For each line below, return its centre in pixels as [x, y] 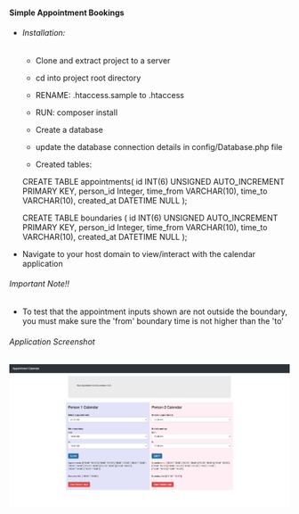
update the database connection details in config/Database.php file [159, 146]
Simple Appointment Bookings [67, 12]
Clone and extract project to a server [103, 60]
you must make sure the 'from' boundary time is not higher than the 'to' [153, 321]
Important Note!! [39, 284]
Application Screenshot [52, 341]
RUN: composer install [77, 112]
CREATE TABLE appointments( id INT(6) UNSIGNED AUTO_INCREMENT [153, 181]
